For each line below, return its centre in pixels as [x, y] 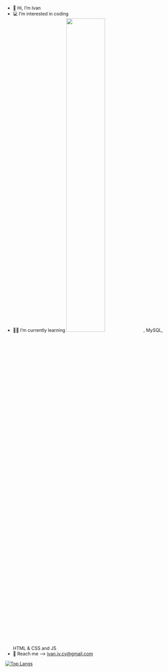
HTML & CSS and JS [34, 648]
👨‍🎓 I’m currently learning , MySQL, [88, 330]
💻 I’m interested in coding [41, 14]
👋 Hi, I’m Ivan [27, 8]
